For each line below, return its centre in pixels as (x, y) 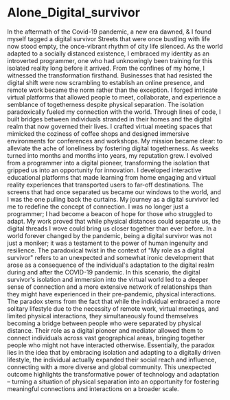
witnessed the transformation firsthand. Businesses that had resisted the (110, 75)
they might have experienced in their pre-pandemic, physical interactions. (112, 294)
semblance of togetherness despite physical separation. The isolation (106, 104)
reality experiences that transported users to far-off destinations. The (105, 185)
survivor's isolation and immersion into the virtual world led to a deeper (108, 279)
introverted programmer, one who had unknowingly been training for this (110, 60)
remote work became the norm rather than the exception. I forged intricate (113, 90)
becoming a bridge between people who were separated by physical (104, 323)
